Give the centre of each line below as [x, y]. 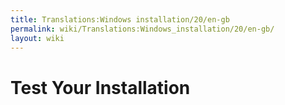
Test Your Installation [100, 87]
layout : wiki [37, 38]
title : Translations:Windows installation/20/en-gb [120, 19]
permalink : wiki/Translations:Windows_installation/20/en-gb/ [142, 29]
